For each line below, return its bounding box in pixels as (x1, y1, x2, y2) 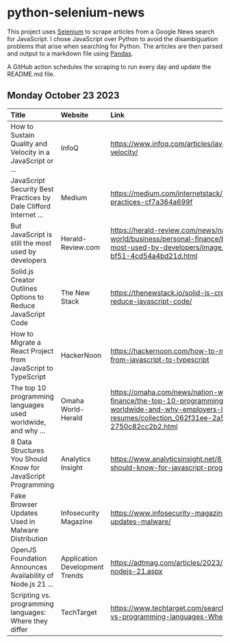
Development (60, 562, 104, 572)
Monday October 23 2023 (7, 90, 120, 101)
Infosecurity (60, 508, 100, 518)
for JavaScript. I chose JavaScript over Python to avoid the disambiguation (7, 34, 218, 43)
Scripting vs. (10, 590, 51, 600)
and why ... (10, 426, 46, 435)
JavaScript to (10, 363, 53, 373)
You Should (10, 454, 48, 463)
